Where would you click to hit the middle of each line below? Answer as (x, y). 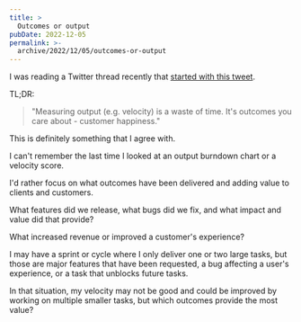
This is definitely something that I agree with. (93, 139)
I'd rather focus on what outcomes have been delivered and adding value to (150, 183)
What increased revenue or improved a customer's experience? (127, 237)
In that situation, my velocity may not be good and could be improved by (143, 291)
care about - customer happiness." (96, 121)
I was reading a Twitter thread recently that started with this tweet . (133, 76)
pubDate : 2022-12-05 (48, 34)
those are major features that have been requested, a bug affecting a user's (149, 264)
